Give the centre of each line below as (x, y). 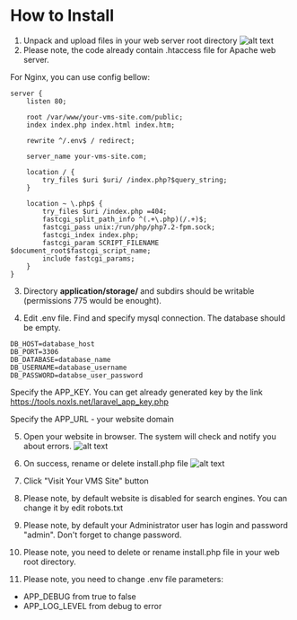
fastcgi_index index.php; (91, 235)
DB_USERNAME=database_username (69, 368)
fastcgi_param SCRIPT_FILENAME (101, 243)
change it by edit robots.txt (73, 508)
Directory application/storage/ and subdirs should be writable (139, 291)
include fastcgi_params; (89, 258)
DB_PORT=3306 (35, 351)
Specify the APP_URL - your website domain (92, 419)
